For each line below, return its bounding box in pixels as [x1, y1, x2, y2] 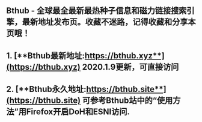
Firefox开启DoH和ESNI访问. [26, 107, 130, 117]
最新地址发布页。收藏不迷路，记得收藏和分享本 [22, 17, 196, 27]
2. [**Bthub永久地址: [6, 84, 87, 94]
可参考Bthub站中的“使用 [82, 96, 173, 106]
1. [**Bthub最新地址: [6, 50, 85, 61]
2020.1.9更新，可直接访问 [82, 62, 179, 72]
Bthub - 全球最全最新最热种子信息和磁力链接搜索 [6, 5, 187, 16]
